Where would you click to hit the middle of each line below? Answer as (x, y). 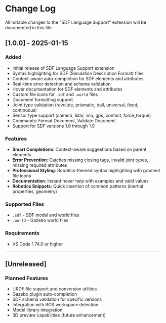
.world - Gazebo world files (40, 220)
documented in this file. (29, 27)
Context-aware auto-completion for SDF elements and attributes (78, 78)
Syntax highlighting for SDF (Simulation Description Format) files (78, 73)
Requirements (22, 233)
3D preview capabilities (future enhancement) (59, 315)
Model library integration (37, 310)
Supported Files (25, 204)
